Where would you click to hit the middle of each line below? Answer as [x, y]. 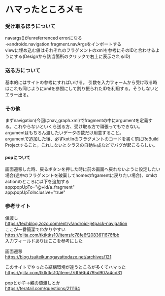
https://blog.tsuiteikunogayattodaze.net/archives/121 [58, 256]
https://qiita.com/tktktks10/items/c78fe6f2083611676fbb [62, 235]
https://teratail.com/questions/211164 [43, 288]
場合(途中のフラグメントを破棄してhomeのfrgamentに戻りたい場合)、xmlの [81, 175]
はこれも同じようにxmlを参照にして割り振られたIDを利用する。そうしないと [82, 88]
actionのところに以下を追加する [37, 182]
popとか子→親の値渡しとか [33, 283]
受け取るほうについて [30, 26]
